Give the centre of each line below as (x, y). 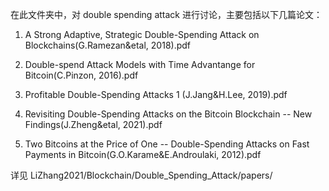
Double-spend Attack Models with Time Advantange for (140, 64)
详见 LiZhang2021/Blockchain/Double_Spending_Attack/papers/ (141, 175)
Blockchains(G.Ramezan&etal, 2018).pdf (108, 45)
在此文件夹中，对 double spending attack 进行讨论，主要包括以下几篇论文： (166, 14)
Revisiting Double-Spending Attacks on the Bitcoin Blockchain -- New (168, 114)
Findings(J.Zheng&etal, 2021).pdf (93, 124)
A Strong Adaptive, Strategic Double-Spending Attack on (142, 34)
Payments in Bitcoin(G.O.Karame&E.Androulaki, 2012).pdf (143, 154)
